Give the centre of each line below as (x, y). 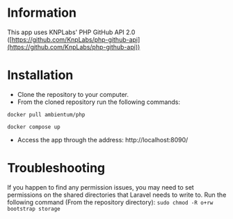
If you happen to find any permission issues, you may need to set (101, 187)
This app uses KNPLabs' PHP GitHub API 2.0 (71, 32)
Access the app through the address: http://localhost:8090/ (103, 139)
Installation (40, 75)
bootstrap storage (34, 209)
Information (42, 13)
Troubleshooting (56, 168)
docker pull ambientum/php (46, 114)
